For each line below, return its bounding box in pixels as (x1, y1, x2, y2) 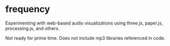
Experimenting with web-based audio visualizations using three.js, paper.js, (5, 20, 163, 26)
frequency (5, 3, 50, 15)
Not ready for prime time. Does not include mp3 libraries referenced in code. (5, 35, 165, 41)
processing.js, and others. (5, 25, 60, 31)
